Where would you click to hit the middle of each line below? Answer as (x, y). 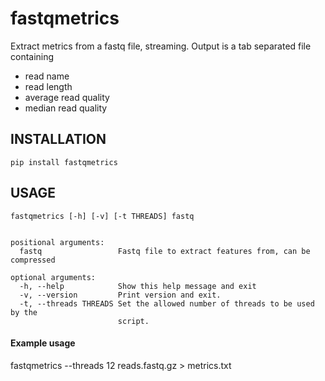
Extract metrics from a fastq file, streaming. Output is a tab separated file (161, 46)
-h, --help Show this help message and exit (138, 286)
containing (32, 56)
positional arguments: (57, 242)
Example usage (43, 343)
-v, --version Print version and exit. (120, 295)
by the (24, 312)
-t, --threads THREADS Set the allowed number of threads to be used (167, 303)
